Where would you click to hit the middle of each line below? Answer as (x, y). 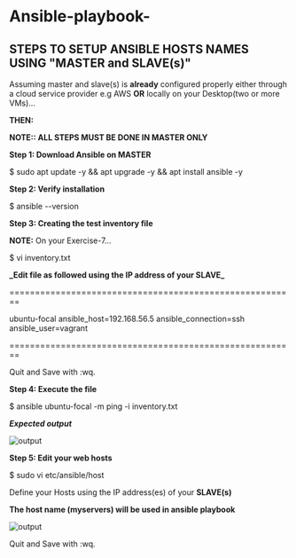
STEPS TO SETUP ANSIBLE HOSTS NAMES (129, 49)
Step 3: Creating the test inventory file (81, 223)
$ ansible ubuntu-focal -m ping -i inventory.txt (93, 406)
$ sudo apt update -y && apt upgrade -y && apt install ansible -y (126, 172)
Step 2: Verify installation (57, 189)
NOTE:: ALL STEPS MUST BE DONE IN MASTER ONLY (109, 138)
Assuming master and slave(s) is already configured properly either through (148, 84)
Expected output (41, 424)
